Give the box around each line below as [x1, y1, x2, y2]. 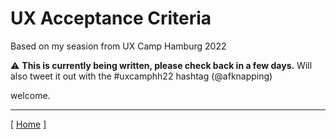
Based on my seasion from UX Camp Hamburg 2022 [10, 40, 227, 52]
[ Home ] [10, 118, 47, 130]
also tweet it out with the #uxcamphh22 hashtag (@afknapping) [10, 70, 273, 82]
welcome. [10, 89, 51, 101]
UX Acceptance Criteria [10, 7, 212, 30]
